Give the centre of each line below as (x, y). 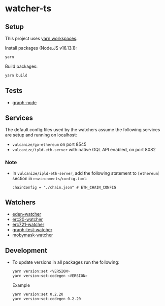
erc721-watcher (28, 224)
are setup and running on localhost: (41, 135)
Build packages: (21, 66)
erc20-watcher (28, 220)
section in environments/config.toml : (50, 178)
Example (21, 285)
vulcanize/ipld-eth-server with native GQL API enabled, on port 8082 (84, 150)
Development (26, 250)
